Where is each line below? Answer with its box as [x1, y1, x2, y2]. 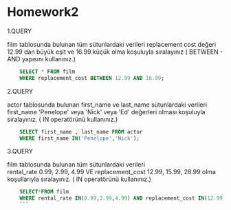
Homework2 [7, 4, 79, 20]
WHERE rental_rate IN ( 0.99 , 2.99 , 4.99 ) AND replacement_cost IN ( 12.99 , [19, 195, 226, 202]
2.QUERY [7, 87, 33, 95]
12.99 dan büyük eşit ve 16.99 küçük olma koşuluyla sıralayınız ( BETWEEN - [7, 48, 223, 56]
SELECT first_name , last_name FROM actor [19, 128, 143, 135]
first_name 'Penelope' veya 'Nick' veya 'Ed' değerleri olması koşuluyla [7, 107, 206, 116]
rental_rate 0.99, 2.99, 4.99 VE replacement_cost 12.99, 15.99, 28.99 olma [7, 168, 217, 176]
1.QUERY [7, 27, 32, 35]
